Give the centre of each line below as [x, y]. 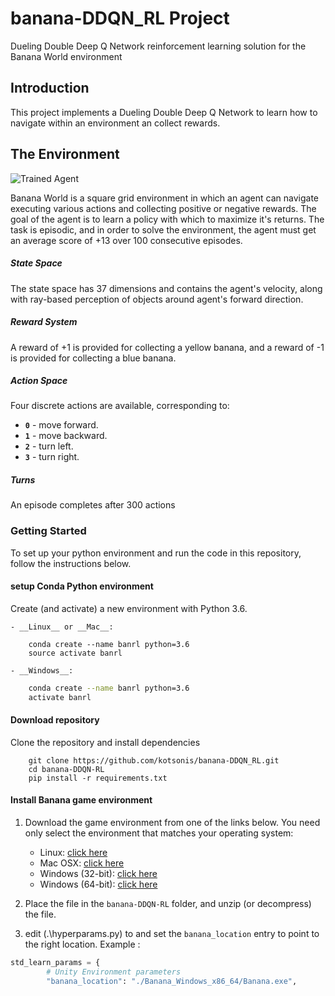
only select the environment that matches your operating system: [159, 833]
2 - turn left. [49, 446]
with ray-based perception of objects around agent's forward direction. [157, 299]
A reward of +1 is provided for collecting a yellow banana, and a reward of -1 [167, 347]
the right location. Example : [82, 944]
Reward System [44, 322]
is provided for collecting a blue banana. [93, 358]
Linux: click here [73, 853]
